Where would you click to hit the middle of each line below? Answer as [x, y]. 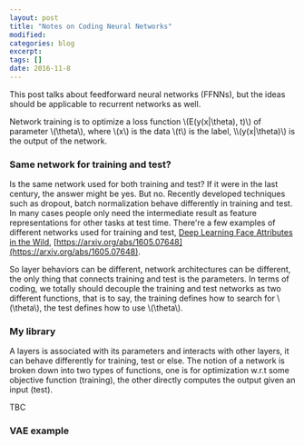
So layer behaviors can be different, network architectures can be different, [150, 270]
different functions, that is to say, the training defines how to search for [142, 298]
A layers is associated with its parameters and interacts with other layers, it [149, 352]
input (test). [31, 390]
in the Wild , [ [33, 243]
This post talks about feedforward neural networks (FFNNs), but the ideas [147, 94]
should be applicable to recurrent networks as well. [105, 104]
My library [33, 332]
